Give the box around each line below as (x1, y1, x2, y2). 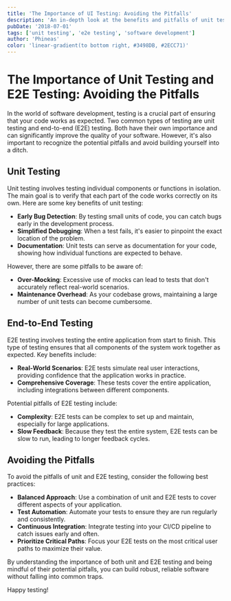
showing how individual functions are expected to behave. (16, 249, 183, 257)
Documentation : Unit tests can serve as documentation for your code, (16, 241, 217, 249)
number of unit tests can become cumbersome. (16, 297, 153, 305)
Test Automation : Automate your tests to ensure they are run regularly (16, 508, 218, 516)
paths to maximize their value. (16, 544, 102, 553)
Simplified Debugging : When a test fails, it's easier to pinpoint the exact (16, 227, 222, 235)
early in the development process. (16, 219, 115, 227)
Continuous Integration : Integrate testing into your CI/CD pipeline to (16, 522, 212, 531)
